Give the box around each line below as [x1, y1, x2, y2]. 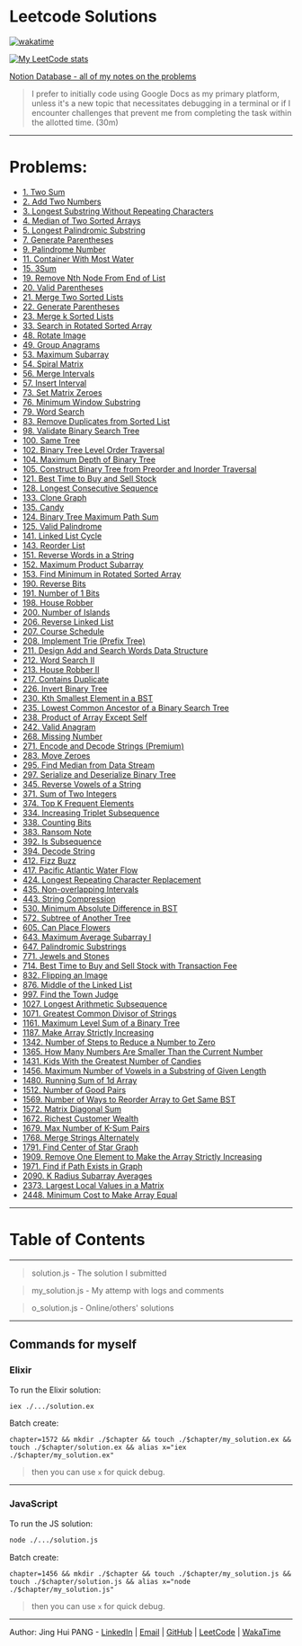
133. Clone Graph [22, 492, 87, 503]
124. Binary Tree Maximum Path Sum [22, 511, 159, 522]
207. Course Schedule [22, 626, 105, 636]
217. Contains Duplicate [22, 673, 110, 684]
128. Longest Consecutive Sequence [22, 483, 159, 494]
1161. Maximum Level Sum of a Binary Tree [22, 1018, 181, 1028]
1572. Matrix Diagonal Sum [22, 1103, 122, 1114]
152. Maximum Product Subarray [22, 559, 144, 570]
